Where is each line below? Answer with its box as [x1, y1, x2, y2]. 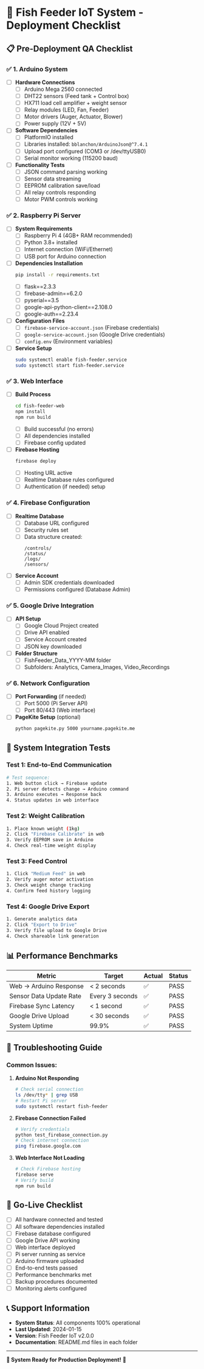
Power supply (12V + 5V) [24, 120, 87, 127]
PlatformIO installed [24, 133, 74, 141]
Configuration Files [15, 317, 65, 324]
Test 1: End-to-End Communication [6, 761, 112, 769]
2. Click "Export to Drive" [6, 922, 78, 928]
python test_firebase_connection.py [15, 1132, 108, 1138]
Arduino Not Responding [15, 1075, 79, 1082]
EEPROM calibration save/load [24, 182, 100, 189]
